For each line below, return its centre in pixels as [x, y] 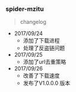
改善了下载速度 [41, 76]
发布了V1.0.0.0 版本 [47, 83]
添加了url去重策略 [45, 62]
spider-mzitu [25, 9]
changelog [33, 22]
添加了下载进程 [41, 41]
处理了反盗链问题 [44, 48]
